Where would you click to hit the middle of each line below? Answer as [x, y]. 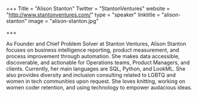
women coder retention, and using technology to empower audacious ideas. [99, 87]
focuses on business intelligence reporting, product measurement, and [93, 50]
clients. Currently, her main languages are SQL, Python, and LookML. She [96, 69]
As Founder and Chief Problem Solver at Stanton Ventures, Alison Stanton [96, 44]
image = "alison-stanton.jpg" [63, 21]
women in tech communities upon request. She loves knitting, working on [96, 81]
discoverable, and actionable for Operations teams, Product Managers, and [98, 62]
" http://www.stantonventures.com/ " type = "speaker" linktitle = [83, 15]
